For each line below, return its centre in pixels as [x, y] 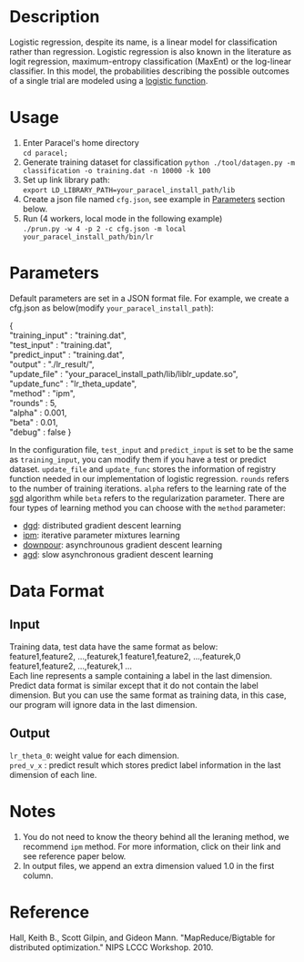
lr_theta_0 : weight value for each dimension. [95, 755]
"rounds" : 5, [33, 403]
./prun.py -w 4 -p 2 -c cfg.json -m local [104, 229]
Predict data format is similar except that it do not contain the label [134, 685]
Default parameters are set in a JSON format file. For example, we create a [149, 298]
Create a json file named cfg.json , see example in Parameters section [154, 199]
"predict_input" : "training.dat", [67, 354]
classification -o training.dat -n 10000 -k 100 [117, 170]
